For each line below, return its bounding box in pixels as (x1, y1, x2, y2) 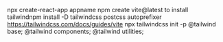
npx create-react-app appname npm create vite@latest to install (7, 6, 189, 14)
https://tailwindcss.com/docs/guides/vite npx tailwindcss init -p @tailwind (7, 20, 216, 28)
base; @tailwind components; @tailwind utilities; (7, 27, 144, 35)
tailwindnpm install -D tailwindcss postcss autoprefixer (7, 13, 163, 21)
